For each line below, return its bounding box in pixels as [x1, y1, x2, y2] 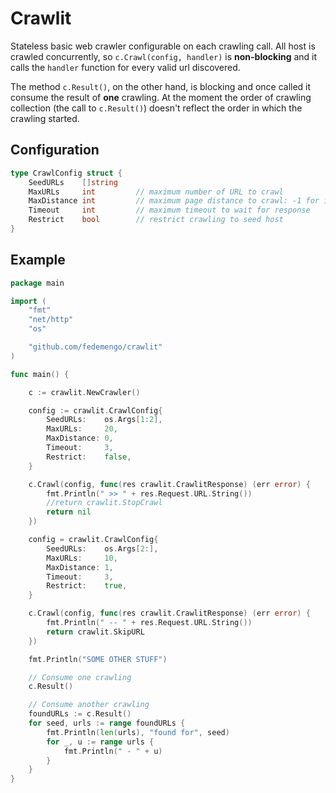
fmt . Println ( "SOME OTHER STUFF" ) [28, 654, 168, 664]
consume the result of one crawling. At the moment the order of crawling [10, 91, 312, 103]
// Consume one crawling [28, 672, 132, 682]
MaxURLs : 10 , [46, 553, 118, 563]
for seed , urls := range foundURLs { [28, 718, 186, 729]
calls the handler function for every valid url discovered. [10, 61, 241, 73]
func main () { [10, 369, 70, 379]
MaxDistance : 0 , [46, 433, 114, 444]
